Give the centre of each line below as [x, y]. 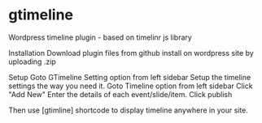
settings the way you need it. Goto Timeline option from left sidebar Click [131, 86]
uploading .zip [33, 61]
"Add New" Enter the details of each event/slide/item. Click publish [120, 94]
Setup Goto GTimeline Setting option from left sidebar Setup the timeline [130, 77]
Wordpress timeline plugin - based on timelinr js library [100, 37]
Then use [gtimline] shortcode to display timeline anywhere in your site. [128, 110]
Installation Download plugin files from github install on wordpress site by [131, 53]
